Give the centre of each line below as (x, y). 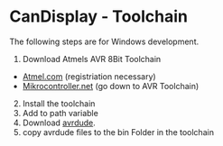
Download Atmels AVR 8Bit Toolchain (92, 59)
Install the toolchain (59, 103)
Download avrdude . (59, 123)
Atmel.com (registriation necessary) (89, 76)
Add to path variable (60, 113)
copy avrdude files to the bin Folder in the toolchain (118, 132)
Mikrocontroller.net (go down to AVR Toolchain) (111, 86)
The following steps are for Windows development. (104, 41)
